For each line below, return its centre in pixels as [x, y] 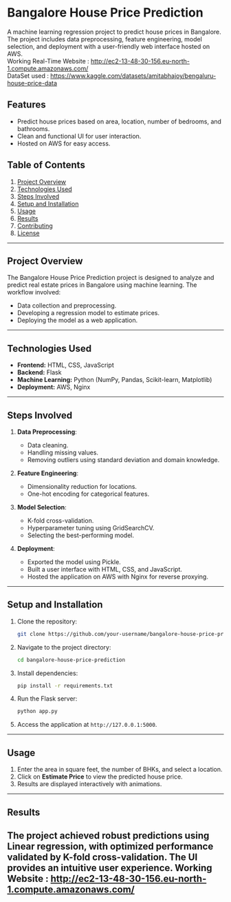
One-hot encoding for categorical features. [88, 494]
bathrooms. [33, 128]
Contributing [35, 226]
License [28, 233]
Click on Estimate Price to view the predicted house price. [100, 776]
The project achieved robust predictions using [108, 835]
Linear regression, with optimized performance [110, 846]
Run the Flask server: [47, 699]
